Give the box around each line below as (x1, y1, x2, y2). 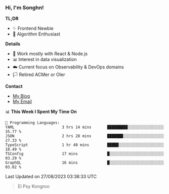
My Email (12, 98, 32, 105)
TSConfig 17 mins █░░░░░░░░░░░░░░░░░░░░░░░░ (5, 151, 164, 157)
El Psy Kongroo (17, 183, 50, 189)
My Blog (12, 93, 30, 99)
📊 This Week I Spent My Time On (5, 108, 77, 115)
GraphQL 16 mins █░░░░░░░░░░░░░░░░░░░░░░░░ (5, 160, 164, 166)
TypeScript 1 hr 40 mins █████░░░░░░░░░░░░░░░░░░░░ (5, 142, 164, 148)
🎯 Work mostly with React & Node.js (12, 51, 88, 57)
